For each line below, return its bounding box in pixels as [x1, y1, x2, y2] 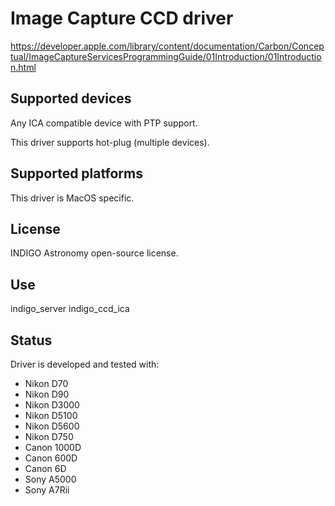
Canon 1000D [24, 442, 82, 453]
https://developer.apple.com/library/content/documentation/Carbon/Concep [10, 40, 325, 52]
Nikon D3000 [24, 399, 80, 411]
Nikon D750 [24, 431, 74, 442]
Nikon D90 [24, 388, 70, 400]
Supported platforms [10, 165, 143, 182]
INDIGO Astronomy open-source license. [10, 247, 179, 259]
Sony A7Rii [24, 484, 70, 496]
